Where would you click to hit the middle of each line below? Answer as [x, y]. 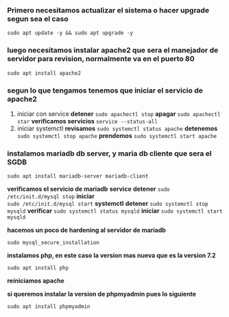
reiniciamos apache [36, 281]
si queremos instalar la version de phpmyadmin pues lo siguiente [102, 294]
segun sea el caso [38, 19]
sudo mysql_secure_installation [53, 243]
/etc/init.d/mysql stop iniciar [51, 196]
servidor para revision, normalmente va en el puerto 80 [101, 59]
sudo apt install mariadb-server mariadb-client [78, 176]
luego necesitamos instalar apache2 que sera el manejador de [113, 50]
